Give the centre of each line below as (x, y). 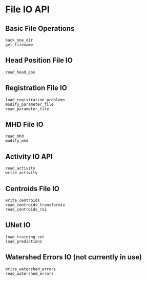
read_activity (20, 168)
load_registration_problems (35, 100)
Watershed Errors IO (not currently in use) (74, 257)
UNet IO (18, 225)
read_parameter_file (27, 109)
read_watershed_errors (29, 273)
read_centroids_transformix (35, 205)
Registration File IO (36, 88)
